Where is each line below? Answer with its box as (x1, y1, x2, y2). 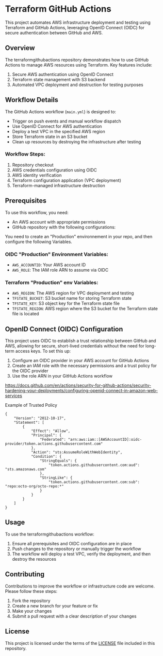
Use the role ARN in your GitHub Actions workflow (12, 373, 113, 379)
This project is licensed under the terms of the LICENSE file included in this (5, 640, 155, 646)
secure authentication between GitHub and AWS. (5, 30, 103, 35)
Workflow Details (5, 96, 58, 104)
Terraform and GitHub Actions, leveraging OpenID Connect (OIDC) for (5, 24, 145, 30)
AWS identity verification (12, 172, 62, 178)
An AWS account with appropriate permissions (12, 219, 106, 224)
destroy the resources (12, 556, 57, 562)
